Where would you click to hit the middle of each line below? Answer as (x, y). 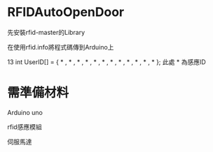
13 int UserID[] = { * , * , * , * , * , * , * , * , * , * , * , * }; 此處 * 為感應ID (107, 62)
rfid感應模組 (25, 127)
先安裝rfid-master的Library (46, 32)
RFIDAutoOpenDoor (66, 12)
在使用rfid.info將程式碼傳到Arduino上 (61, 47)
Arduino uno (25, 112)
